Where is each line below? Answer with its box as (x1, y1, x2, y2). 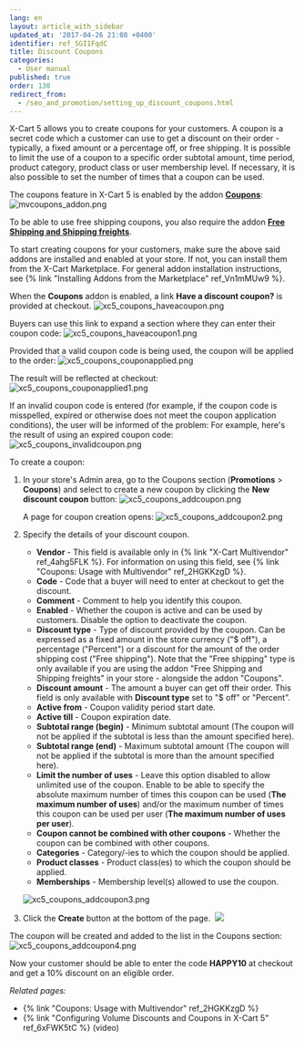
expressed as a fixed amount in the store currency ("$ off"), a (35, 634, 268, 645)
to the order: (9, 355, 56, 366)
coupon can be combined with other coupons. (35, 838, 210, 848)
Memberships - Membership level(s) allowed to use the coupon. (35, 877, 279, 888)
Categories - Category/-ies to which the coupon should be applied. (35, 848, 289, 859)
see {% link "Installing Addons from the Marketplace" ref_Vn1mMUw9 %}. (9, 273, 285, 284)
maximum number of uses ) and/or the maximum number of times (35, 799, 284, 810)
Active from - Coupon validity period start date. (35, 702, 216, 713)
